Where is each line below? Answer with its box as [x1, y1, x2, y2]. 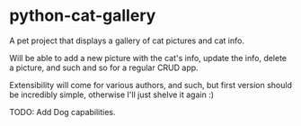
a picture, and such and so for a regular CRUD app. [9, 62, 199, 73]
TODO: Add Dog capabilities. [9, 106, 116, 117]
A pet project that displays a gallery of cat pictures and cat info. [9, 35, 245, 46]
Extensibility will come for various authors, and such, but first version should [9, 79, 292, 90]
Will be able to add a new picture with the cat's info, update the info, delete [9, 52, 288, 63]
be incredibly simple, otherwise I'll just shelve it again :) [9, 89, 214, 100]
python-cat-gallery [9, 5, 156, 26]
